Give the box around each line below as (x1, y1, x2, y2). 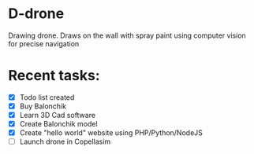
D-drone (8, 5, 65, 23)
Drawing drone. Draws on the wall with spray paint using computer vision (8, 31, 246, 40)
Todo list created (19, 92, 75, 102)
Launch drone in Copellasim (19, 137, 111, 146)
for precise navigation (8, 38, 80, 48)
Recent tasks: (8, 67, 100, 85)
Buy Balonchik (19, 101, 67, 111)
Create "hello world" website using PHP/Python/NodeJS (19, 128, 204, 137)
